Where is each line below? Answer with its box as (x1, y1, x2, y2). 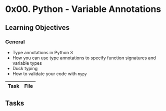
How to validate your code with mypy (12, 71, 87, 77)
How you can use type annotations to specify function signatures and (12, 55, 156, 61)
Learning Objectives (5, 23, 70, 32)
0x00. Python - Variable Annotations (5, 3, 161, 15)
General (5, 38, 25, 45)
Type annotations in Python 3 (12, 49, 73, 55)
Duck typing (12, 65, 38, 71)
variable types (12, 60, 42, 66)
